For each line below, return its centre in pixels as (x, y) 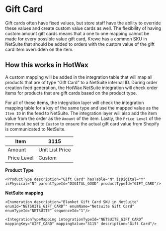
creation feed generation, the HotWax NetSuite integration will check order (82, 88)
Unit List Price (54, 149)
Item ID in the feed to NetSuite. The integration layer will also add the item (81, 113)
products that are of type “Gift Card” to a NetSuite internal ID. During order (81, 82)
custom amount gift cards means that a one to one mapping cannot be (77, 33)
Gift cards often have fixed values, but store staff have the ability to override (83, 23)
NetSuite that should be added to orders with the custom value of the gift (80, 44)
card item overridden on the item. (39, 49)
